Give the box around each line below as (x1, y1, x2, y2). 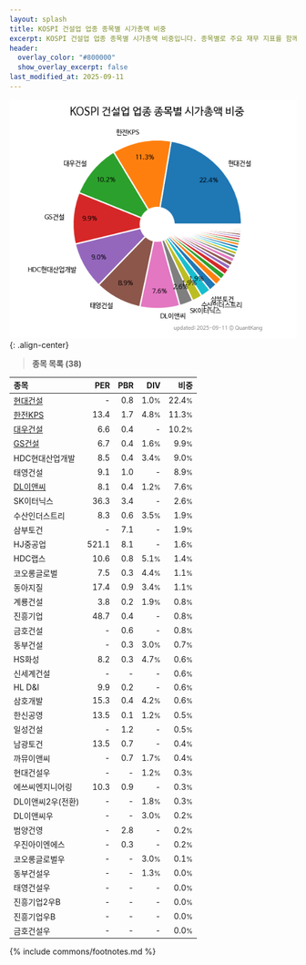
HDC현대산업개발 (13, 452, 76, 464)
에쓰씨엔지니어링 (13, 782, 73, 793)
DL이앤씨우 (13, 810, 54, 821)
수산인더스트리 (13, 510, 66, 521)
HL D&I (13, 682, 39, 693)
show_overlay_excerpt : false (17, 63, 128, 72)
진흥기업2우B (13, 897, 61, 908)
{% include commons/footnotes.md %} (9, 946, 157, 957)
